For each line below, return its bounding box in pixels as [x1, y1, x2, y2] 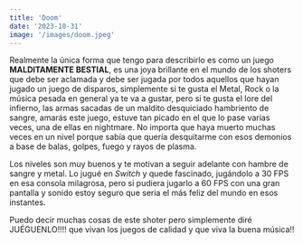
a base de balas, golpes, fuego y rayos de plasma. [9, 141, 197, 152]
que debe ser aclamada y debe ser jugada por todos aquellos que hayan [9, 74, 279, 85]
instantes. [9, 197, 46, 208]
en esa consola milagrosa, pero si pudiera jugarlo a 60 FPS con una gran [9, 178, 280, 189]
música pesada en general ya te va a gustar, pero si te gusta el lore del [9, 93, 273, 104]
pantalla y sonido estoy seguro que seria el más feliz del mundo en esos [9, 187, 279, 199]
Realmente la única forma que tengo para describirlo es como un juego [9, 55, 274, 66]
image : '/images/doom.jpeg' [9, 30, 116, 39]
